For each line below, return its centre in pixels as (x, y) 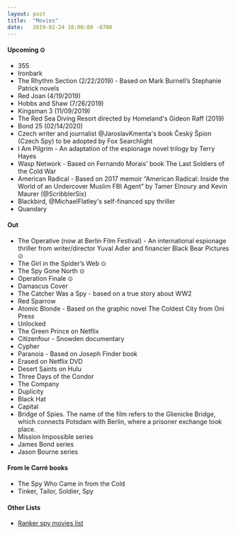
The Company (38, 384)
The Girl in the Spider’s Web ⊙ (62, 263)
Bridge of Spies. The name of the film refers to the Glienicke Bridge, (117, 414)
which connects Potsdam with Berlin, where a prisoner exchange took (120, 421)
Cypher (29, 346)
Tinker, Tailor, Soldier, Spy (56, 491)
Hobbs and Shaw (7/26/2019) (61, 103)
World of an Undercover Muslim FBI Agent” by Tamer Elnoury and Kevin (123, 186)
